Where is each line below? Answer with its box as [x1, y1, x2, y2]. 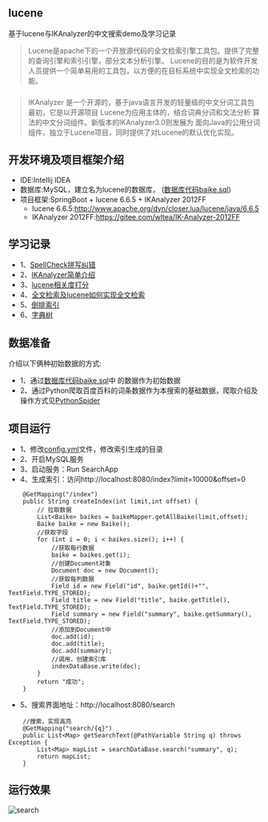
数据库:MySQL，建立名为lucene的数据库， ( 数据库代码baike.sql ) [19, 184, 232, 194]
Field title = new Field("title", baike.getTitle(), [50, 596, 230, 604]
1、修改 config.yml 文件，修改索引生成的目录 [19, 444, 163, 454]
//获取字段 [37, 528, 69, 537]
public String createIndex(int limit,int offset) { [22, 497, 198, 505]
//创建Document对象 [50, 559, 112, 568]
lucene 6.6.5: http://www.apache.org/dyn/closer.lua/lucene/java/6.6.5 [31, 204, 260, 213]
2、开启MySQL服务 [19, 454, 84, 464]
